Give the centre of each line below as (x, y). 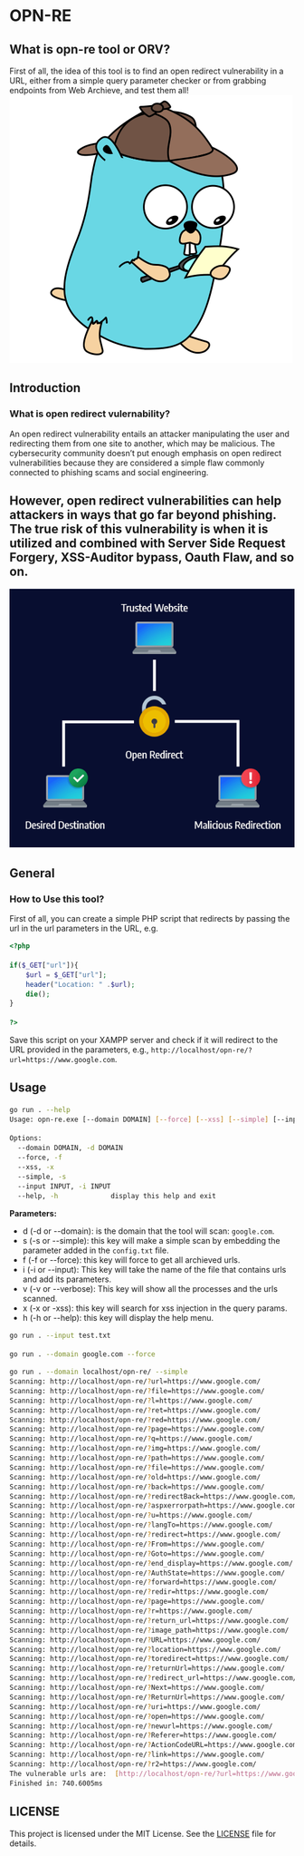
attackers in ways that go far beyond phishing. (143, 515)
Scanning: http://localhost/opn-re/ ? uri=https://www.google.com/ (135, 1706)
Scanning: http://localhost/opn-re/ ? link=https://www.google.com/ (137, 1755)
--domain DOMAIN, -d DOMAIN (71, 1148)
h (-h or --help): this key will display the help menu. (118, 1317)
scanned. (40, 1298)
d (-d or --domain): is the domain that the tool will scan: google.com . (148, 1231)
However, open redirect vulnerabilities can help (146, 501)
